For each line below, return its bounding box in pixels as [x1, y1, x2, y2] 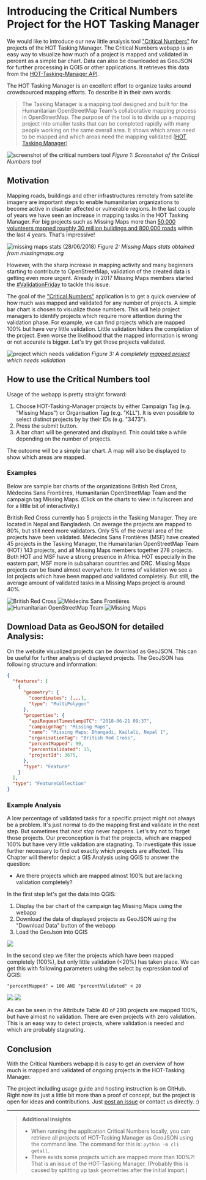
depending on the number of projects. [15, 435, 112, 442]
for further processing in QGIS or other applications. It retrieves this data [7, 63, 189, 71]
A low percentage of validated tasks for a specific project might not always [7, 815, 196, 822]
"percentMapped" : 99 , [29, 741, 84, 747]
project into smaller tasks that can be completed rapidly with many [21, 119, 190, 127]
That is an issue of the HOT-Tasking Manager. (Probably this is [31, 1160, 189, 1168]
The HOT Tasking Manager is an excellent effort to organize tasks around [7, 81, 191, 89]
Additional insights [21, 1116, 72, 1123]
